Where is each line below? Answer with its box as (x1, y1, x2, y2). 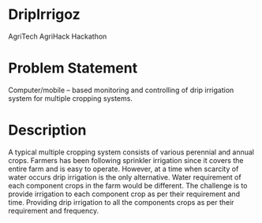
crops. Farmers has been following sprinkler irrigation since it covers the (8, 155, 244, 165)
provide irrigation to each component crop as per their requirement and (8, 189, 241, 199)
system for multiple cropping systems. (8, 93, 133, 103)
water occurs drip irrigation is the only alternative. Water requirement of (8, 172, 242, 182)
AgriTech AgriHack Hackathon (8, 32, 107, 41)
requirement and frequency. (8, 206, 99, 215)
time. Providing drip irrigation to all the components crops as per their (8, 197, 234, 206)
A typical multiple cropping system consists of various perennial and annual (8, 147, 255, 157)
